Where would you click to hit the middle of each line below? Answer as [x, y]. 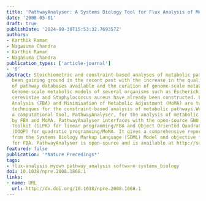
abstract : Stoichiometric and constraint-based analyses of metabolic [98, 75]
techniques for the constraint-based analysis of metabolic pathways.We [107, 109]
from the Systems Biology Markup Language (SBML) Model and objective [104, 138]
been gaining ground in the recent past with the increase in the [98, 80]
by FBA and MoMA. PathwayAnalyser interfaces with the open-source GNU [105, 120]
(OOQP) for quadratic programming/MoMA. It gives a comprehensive [98, 132]
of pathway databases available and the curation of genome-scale [98, 86]
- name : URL [21, 183]
